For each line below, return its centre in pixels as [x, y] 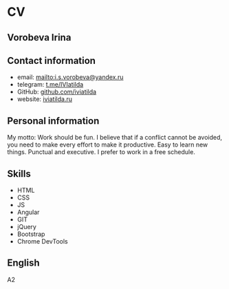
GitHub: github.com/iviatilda [57, 92]
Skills [19, 174]
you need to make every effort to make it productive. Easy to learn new [108, 144]
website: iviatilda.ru [44, 99]
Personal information [53, 121]
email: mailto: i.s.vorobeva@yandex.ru [70, 77]
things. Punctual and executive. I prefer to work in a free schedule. [101, 152]
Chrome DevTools [42, 242]
